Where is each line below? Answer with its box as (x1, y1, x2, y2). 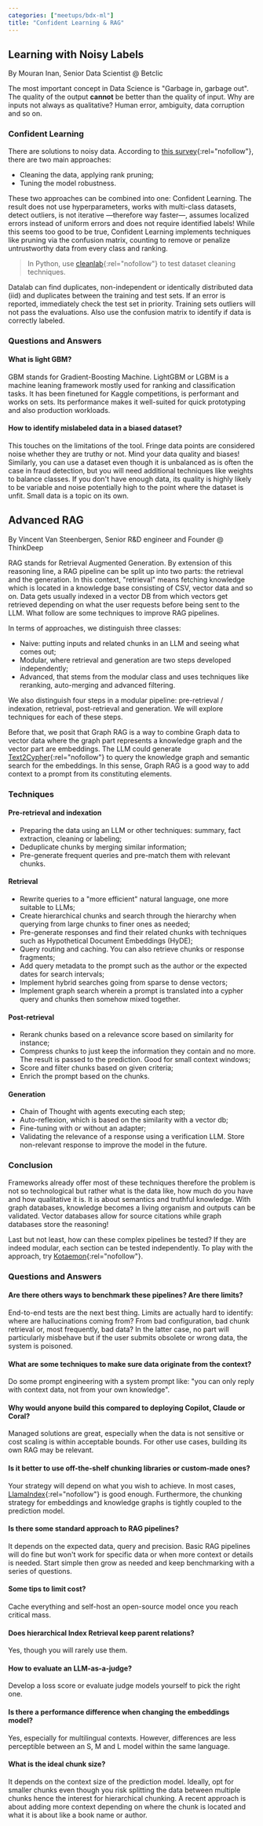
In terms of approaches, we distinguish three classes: (8, 623, 181, 633)
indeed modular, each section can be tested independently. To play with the (8, 1243, 254, 1252)
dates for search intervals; (19, 970, 104, 979)
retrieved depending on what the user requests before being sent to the (8, 600, 240, 609)
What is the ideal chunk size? (8, 1759, 106, 1769)
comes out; (19, 647, 57, 656)
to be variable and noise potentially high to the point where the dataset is (8, 482, 244, 491)
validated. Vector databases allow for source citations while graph (8, 1211, 222, 1221)
